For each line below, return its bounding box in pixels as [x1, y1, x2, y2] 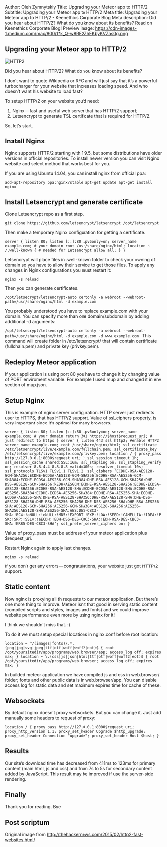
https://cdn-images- [95, 25, 137, 31]
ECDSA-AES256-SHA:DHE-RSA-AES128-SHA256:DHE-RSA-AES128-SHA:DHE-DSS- [5, 495, 153, 500]
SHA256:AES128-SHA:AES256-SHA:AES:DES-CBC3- [5, 508, 99, 513]
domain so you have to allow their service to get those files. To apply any [5, 262, 155, 268]
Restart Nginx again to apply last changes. [5, 545, 92, 551]
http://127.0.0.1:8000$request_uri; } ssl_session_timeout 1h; [5, 456, 139, 461]
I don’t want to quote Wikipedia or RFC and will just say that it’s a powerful [5, 77, 157, 84]
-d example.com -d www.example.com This [65, 333, 151, 339]
